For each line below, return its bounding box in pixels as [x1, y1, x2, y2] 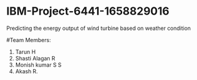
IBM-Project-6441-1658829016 [6, 4, 170, 18]
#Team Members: [6, 36, 51, 43]
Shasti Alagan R [15, 54, 55, 62]
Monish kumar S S [15, 61, 62, 68]
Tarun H [15, 48, 36, 56]
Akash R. [15, 67, 38, 75]
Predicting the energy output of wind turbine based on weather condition [6, 24, 191, 32]
